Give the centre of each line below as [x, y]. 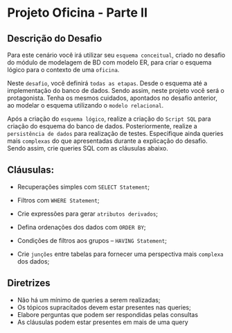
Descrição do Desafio [55, 39]
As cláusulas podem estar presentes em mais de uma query [102, 322]
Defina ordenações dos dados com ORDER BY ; [82, 227]
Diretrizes [29, 283]
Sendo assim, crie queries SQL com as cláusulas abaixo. [88, 148]
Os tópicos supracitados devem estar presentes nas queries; [104, 307]
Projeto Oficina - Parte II [77, 13]
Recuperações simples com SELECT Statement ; [83, 187]
